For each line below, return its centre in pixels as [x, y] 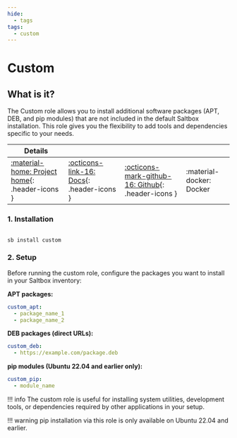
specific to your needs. [41, 134]
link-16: [82, 172]
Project [45, 172]
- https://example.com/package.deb [66, 353]
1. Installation [31, 219]
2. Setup [22, 258]
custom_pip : [25, 380]
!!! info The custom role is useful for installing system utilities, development [116, 399]
